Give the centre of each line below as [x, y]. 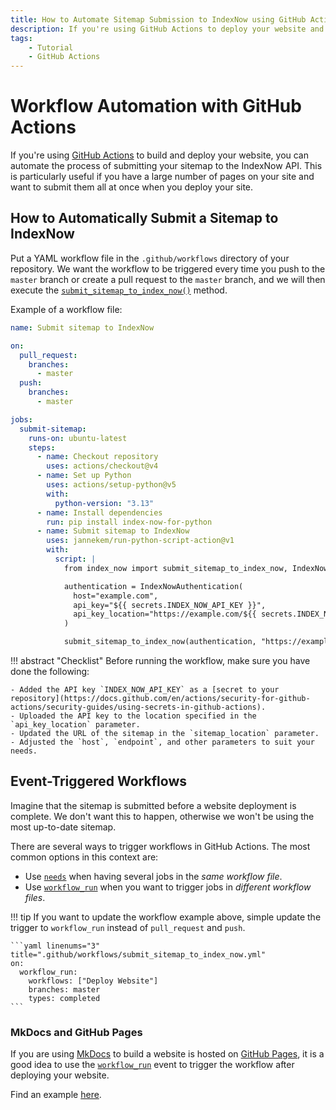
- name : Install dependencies [99, 512]
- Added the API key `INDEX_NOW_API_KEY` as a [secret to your [145, 690]
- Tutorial [51, 47]
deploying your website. [60, 1075]
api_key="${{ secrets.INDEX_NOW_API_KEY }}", [170, 605]
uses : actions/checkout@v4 [102, 466]
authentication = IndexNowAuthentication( [153, 586]
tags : [21, 38]
